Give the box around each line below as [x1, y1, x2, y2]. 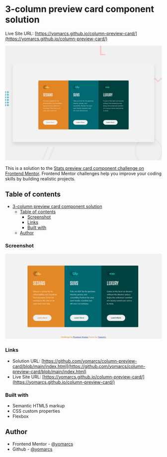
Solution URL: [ [12, 358, 43, 364]
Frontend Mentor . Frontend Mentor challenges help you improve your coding [5, 170, 162, 177]
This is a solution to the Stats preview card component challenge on [5, 165, 144, 171]
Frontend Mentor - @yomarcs [12, 441, 74, 447]
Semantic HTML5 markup [12, 402, 65, 408]
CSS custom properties [12, 408, 61, 414]
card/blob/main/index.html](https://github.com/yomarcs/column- [12, 363, 146, 369]
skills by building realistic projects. [5, 176, 76, 182]
